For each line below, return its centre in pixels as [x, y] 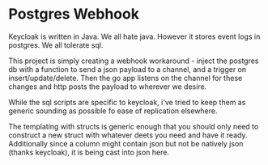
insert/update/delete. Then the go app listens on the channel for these [125, 78]
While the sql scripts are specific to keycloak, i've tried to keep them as [127, 102]
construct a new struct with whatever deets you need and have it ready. [128, 135]
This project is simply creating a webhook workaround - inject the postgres [134, 61]
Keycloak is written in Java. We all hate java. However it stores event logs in [134, 36]
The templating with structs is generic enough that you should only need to [134, 126]
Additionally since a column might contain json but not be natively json [126, 143]
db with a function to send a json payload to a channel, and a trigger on [128, 69]
